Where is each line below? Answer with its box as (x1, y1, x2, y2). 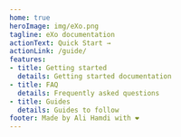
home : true (9, 13, 51, 23)
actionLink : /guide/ (9, 47, 88, 56)
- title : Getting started (9, 64, 107, 73)
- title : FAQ (9, 80, 59, 89)
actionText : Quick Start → (9, 38, 111, 48)
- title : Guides (9, 96, 71, 106)
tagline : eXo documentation (9, 30, 116, 39)
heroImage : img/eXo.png (9, 22, 100, 31)
